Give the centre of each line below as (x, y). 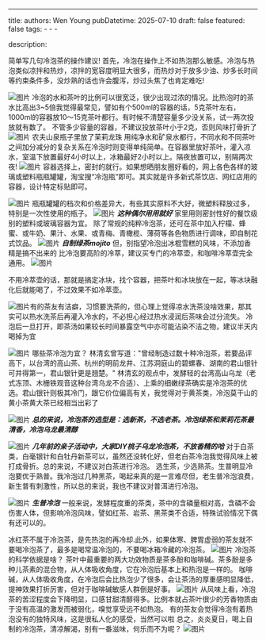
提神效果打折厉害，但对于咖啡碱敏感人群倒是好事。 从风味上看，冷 (129, 589)
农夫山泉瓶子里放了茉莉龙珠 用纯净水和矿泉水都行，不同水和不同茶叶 (143, 137)
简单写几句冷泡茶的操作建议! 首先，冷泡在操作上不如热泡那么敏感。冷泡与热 (131, 61)
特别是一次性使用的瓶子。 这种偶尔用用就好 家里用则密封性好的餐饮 (129, 213)
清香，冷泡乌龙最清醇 (43, 430)
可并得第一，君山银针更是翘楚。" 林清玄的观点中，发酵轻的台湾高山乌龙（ (129, 373)
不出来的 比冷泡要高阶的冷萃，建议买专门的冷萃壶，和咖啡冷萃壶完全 (141, 253)
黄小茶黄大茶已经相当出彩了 (53, 403)
